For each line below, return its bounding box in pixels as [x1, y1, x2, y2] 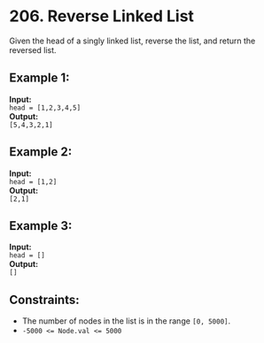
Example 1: [9, 71, 70, 86]
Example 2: [9, 144, 73, 160]
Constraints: [9, 292, 80, 307]
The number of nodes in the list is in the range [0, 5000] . [21, 316, 231, 326]
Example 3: [9, 218, 73, 233]
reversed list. [9, 44, 57, 55]
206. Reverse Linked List [9, 6, 195, 27]
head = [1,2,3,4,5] [9, 103, 82, 112]
